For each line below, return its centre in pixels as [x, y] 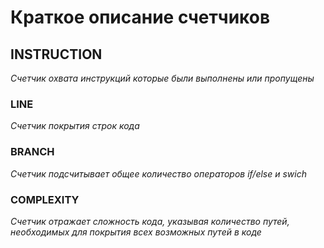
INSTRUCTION [56, 54]
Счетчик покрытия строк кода [75, 126]
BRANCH [32, 152]
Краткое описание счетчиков [140, 17]
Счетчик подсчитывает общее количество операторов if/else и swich [158, 173]
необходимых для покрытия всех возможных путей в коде [136, 232]
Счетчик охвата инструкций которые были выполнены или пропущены [162, 78]
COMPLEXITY [45, 199]
